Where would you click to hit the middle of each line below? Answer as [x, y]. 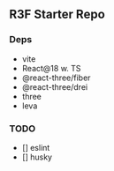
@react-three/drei [55, 86]
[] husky [37, 157]
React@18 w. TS [51, 68]
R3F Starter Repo [57, 15]
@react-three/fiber [56, 78]
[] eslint [36, 147]
